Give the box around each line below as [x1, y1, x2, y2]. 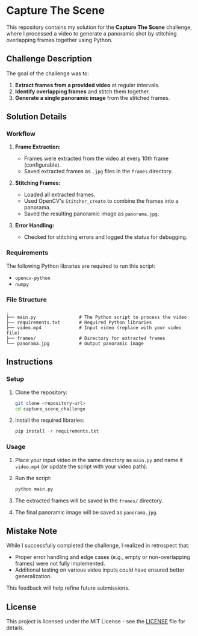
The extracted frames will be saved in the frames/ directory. [14, 497, 164, 504]
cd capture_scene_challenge [14, 406, 85, 412]
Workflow [6, 130, 36, 138]
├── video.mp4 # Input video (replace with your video [6, 325, 182, 331]
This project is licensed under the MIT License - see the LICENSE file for [6, 618, 185, 625]
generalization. [14, 573, 52, 580]
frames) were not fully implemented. [14, 560, 105, 567]
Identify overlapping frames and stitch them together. [14, 88, 150, 95]
